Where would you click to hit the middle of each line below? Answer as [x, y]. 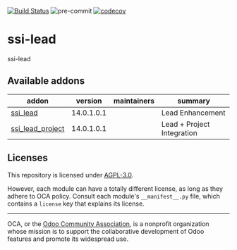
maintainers [134, 101]
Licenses [28, 158]
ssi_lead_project [38, 128]
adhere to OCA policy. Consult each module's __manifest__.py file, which [114, 196]
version [89, 101]
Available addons [46, 81]
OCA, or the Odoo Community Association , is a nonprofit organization [108, 224]
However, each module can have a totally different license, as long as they [115, 188]
